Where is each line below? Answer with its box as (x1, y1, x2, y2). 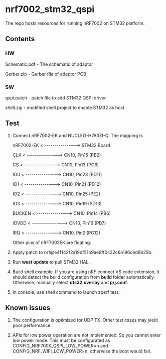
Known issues (5, 304, 51, 312)
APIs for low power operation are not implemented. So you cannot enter (12, 332, 161, 338)
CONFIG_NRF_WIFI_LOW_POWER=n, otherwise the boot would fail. (12, 348, 151, 354)
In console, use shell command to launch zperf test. (12, 289, 120, 295)
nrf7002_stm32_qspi (5, 4, 95, 15)
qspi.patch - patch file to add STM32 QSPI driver (5, 94, 106, 101)
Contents (5, 35, 35, 43)
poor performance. (12, 322, 52, 328)
